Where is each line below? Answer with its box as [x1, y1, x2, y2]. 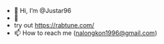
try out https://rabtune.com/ [13, 21, 95, 29]
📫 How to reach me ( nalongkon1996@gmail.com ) [13, 29, 158, 37]
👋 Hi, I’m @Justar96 [13, 7, 72, 14]
